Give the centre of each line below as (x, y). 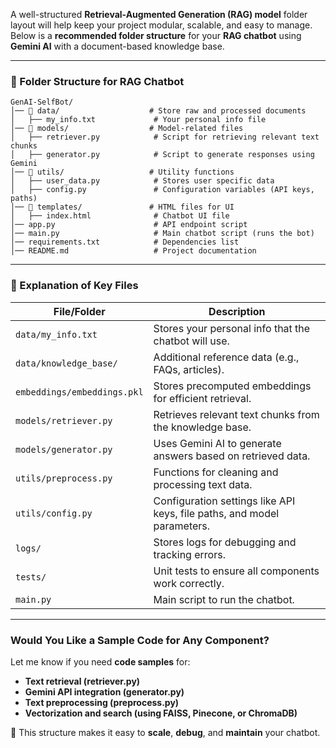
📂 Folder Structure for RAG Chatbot (97, 81)
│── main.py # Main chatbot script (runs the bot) (162, 234)
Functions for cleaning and (216, 472)
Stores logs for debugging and (225, 542)
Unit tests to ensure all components (236, 571)
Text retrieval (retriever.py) (82, 681)
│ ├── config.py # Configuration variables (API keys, (162, 190)
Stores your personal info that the (232, 328)
